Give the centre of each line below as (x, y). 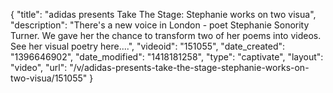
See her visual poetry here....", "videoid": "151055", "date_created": (148, 46)
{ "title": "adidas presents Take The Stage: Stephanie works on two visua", (163, 14)
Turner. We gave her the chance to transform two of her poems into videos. (166, 35)
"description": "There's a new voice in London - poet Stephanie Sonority (160, 25)
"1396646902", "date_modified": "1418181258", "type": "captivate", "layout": (167, 57)
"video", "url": (39, 67)
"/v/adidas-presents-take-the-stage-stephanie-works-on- (189, 67)
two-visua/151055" (49, 78)
